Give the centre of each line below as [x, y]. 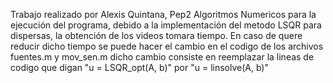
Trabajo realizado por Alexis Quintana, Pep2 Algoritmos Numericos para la [163, 14]
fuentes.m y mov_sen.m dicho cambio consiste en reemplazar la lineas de [162, 57]
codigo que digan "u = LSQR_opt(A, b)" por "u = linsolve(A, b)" [139, 67]
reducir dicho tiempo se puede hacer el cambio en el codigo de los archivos [167, 46]
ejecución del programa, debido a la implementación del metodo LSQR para [166, 25]
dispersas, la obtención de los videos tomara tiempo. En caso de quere [156, 35]
